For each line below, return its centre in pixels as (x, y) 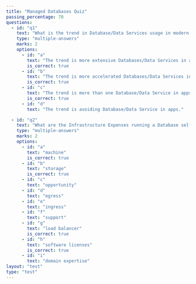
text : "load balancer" (55, 228)
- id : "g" (33, 223)
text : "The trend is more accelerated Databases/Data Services (105, 77)
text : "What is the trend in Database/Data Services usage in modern (103, 33)
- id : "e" (33, 201)
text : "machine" (47, 153)
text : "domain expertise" (59, 261)
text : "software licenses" (60, 245)
